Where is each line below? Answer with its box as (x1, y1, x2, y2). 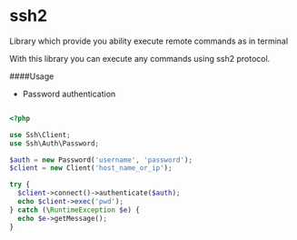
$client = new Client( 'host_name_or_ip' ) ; (9, 164, 173, 173)
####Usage (9, 70, 54, 82)
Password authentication (22, 88, 116, 99)
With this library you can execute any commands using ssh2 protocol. (9, 53, 271, 64)
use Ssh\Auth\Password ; (9, 138, 100, 148)
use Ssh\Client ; (9, 130, 71, 139)
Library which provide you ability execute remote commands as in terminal (9, 35, 289, 46)
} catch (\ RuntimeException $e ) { (9, 205, 141, 215)
